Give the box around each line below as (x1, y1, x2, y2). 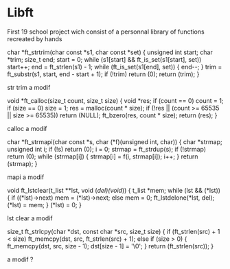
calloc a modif (7, 124, 47, 132)
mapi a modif (7, 173, 45, 181)
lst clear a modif (7, 214, 53, 222)
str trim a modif (7, 83, 51, 91)
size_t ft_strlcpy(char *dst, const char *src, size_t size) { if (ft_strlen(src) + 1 (7, 227, 220, 235)
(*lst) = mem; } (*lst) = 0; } (7, 200, 82, 209)
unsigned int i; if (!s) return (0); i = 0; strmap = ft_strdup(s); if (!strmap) (7, 145, 207, 153)
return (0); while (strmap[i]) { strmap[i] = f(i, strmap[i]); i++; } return (7, 152, 198, 161)
